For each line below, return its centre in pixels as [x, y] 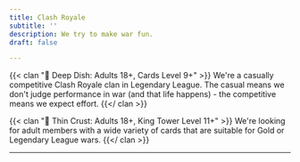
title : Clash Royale [48, 17]
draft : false [33, 42]
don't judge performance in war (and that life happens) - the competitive [143, 94]
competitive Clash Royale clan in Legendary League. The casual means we [147, 85]
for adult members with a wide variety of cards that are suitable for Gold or [147, 131]
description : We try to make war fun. [81, 34]
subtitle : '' [33, 26]
